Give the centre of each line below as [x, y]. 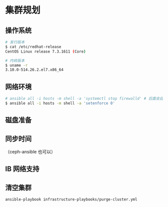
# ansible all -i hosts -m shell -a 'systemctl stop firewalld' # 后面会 [82, 99]
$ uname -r [16, 65]
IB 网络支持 [22, 169]
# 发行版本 [15, 42]
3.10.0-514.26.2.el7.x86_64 [34, 70]
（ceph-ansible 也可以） [30, 152]
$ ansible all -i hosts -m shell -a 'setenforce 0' [60, 103]
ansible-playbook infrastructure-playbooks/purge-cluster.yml [71, 199]
